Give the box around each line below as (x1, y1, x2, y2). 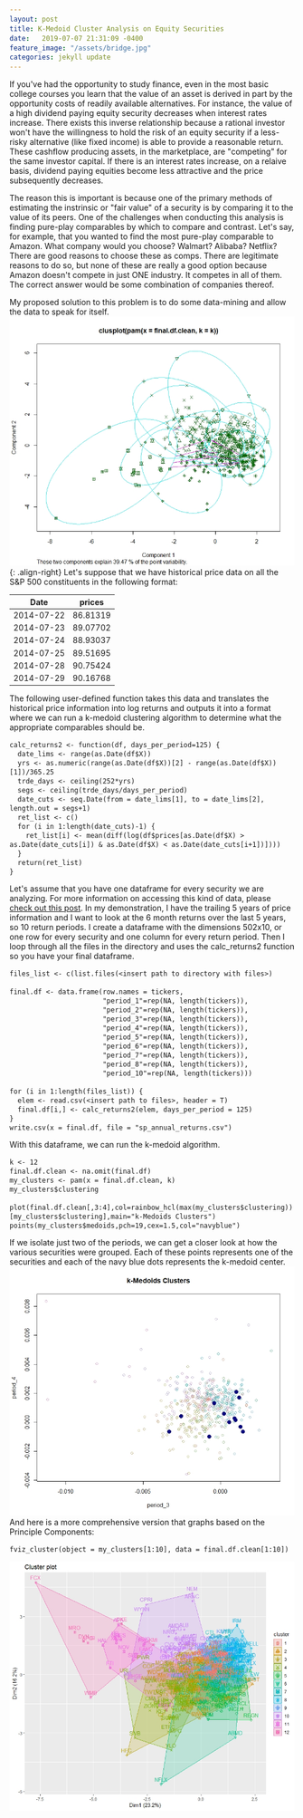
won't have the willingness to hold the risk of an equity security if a (9, 127, 260, 138)
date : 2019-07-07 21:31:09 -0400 (9, 34, 144, 43)
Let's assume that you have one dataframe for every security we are (9, 883, 264, 894)
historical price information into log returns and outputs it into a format (9, 702, 271, 713)
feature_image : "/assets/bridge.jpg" (9, 43, 152, 53)
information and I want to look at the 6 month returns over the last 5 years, (9, 911, 287, 923)
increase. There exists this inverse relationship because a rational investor (9, 118, 286, 129)
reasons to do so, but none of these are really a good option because (9, 260, 268, 271)
